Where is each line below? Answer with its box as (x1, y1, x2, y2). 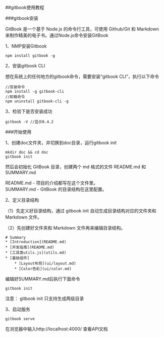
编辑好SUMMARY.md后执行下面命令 (5, 276, 80, 282)
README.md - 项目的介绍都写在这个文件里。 (5, 180, 98, 186)
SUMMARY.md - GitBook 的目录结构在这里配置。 (5, 186, 107, 192)
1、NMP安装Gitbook (5, 43, 47, 49)
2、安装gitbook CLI (5, 63, 45, 68)
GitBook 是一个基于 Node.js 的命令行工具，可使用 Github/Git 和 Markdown (5, 26, 159, 32)
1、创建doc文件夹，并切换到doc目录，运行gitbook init (5, 140, 117, 145)
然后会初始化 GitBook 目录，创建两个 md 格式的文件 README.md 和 (5, 164, 146, 170)
